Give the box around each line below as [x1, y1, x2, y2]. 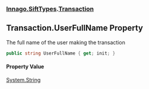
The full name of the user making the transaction [6, 39, 126, 46]
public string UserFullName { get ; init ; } [6, 50, 116, 56]
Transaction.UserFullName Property [6, 23, 144, 33]
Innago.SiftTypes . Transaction [6, 5, 94, 13]
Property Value [6, 63, 45, 70]
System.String [6, 76, 41, 83]
